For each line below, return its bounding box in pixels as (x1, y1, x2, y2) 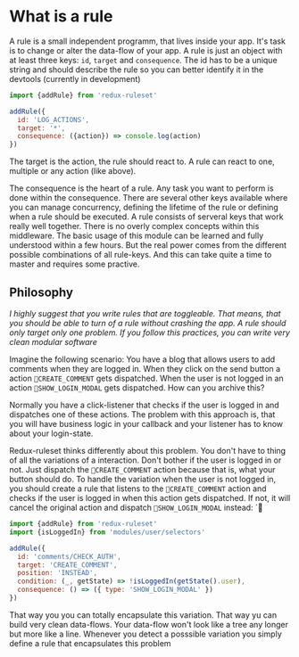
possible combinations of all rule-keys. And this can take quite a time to (9, 250, 272, 260)
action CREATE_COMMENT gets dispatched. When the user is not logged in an (9, 373, 284, 383)
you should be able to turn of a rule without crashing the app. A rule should (9, 318, 287, 328)
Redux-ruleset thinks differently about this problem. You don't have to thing (9, 446, 287, 456)
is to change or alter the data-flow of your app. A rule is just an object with (9, 45, 283, 55)
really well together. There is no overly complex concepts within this (9, 221, 260, 232)
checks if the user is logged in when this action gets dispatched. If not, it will (9, 493, 291, 503)
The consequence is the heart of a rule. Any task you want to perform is (9, 183, 274, 193)
